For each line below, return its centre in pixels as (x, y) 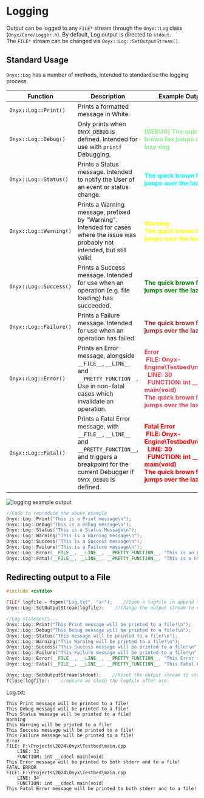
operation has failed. (107, 338)
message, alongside (106, 356)
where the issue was (107, 235)
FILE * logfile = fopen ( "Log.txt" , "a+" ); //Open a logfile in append (100, 602)
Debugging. (94, 154)
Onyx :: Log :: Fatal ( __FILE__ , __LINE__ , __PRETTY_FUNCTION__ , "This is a (99, 558)
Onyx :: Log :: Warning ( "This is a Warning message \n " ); (74, 536)
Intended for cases (104, 227)
